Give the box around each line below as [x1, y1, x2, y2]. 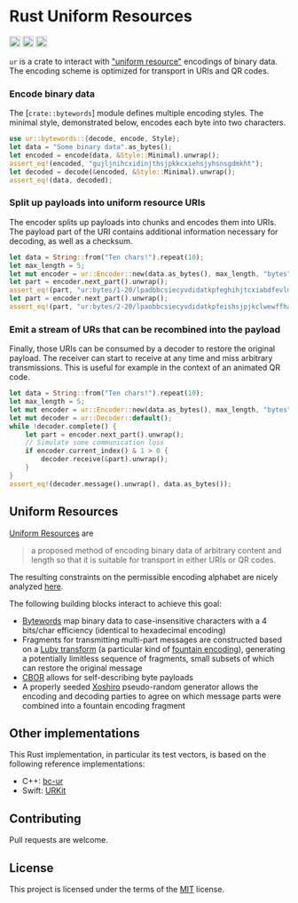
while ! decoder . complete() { [9, 421, 117, 431]
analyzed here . [9, 581, 64, 592]
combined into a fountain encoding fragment [21, 700, 186, 711]
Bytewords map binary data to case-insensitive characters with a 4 [21, 615, 268, 626]
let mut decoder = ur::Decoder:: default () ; [9, 413, 173, 422]
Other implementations [9, 726, 140, 741]
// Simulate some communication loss [25, 438, 165, 447]
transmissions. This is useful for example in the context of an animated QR [9, 362, 281, 373]
